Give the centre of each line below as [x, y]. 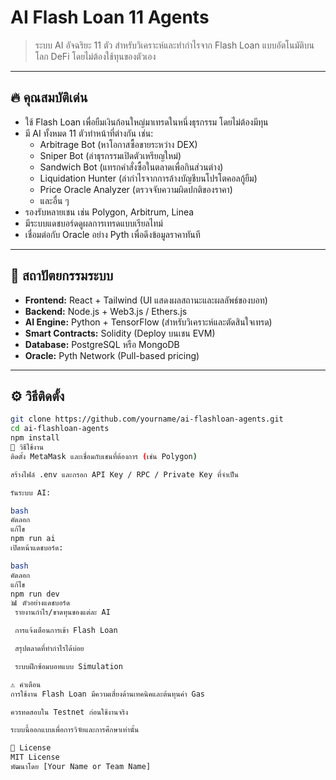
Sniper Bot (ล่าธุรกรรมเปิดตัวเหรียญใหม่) [110, 155]
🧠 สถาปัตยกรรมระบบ [62, 276]
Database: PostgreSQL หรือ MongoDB [102, 344]
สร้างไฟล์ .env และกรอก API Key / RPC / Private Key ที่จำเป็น [124, 474]
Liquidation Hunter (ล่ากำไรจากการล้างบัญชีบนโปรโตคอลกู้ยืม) [148, 178]
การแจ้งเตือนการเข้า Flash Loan [66, 631]
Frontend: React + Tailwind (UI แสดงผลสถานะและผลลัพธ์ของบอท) [146, 300]
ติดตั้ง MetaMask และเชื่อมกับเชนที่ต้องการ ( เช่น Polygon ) [104, 456]
